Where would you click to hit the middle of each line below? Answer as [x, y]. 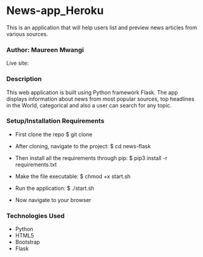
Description [24, 79]
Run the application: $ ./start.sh [55, 188]
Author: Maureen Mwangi [45, 49]
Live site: [18, 63]
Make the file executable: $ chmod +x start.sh [73, 176]
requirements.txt [36, 164]
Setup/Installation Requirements [55, 121]
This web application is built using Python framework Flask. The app [92, 92]
